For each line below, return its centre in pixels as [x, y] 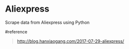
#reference [16, 32]
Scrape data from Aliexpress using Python [47, 22]
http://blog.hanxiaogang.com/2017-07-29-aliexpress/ [70, 41]
